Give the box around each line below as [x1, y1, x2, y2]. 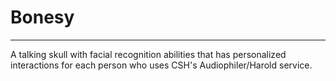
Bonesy [10, 6, 75, 29]
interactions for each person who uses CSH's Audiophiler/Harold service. [10, 59, 313, 71]
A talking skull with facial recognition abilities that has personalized [10, 48, 287, 60]
